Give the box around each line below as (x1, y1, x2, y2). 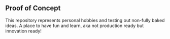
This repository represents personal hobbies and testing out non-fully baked (5, 17, 165, 23)
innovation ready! (5, 27, 42, 34)
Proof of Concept (5, 4, 61, 12)
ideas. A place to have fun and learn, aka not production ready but (5, 22, 144, 28)
